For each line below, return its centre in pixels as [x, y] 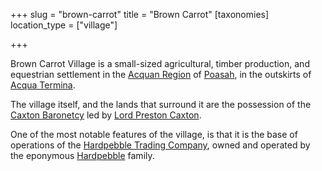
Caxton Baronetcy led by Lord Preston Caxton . [106, 115]
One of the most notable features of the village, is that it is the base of [154, 134]
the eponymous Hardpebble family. [82, 155]
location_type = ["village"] [64, 25]
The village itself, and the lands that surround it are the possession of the [161, 104]
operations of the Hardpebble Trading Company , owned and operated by [160, 145]
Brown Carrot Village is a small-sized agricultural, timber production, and [160, 63]
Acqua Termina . [43, 85]
